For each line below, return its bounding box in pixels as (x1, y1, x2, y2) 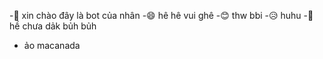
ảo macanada (23, 40, 81, 51)
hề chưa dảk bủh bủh (9, 20, 97, 32)
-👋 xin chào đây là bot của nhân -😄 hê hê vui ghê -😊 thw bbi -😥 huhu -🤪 (9, 10, 314, 21)
